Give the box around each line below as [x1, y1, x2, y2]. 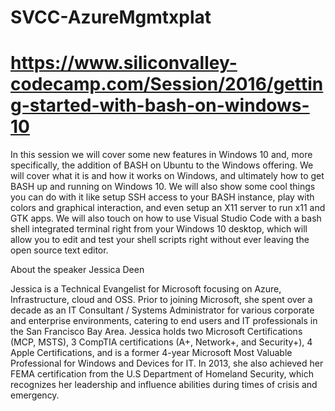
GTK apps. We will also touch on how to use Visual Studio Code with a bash [10, 212, 322, 225]
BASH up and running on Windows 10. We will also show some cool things [10, 181, 316, 193]
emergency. [10, 389, 60, 401]
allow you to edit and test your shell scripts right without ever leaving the [10, 234, 310, 246]
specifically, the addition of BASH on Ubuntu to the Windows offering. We [10, 159, 314, 171]
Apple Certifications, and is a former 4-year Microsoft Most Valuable [10, 347, 293, 359]
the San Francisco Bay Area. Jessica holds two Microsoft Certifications [10, 326, 303, 338]
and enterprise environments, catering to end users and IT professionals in [10, 315, 318, 327]
